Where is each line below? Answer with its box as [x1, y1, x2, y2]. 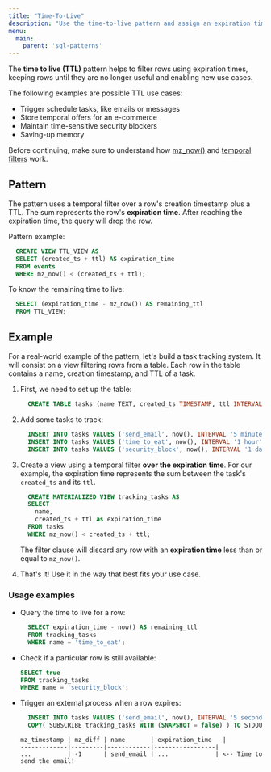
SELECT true [19, 669, 60, 677]
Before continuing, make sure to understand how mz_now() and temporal [8, 146, 252, 155]
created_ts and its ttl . [19, 477, 96, 487]
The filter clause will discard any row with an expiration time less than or [19, 545, 263, 555]
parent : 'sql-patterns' [23, 42, 103, 50]
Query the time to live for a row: [19, 608, 126, 618]
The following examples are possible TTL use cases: [8, 88, 183, 98]
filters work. [8, 154, 48, 164]
